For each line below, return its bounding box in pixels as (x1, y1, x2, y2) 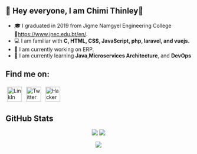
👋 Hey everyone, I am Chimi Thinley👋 (5, 6, 144, 16)
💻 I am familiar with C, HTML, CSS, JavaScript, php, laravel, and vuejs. (14, 37, 190, 44)
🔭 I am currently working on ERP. (14, 46, 94, 53)
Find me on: (5, 69, 50, 79)
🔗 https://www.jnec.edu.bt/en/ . (14, 30, 88, 37)
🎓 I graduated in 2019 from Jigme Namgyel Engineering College (14, 22, 172, 29)
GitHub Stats (5, 114, 54, 124)
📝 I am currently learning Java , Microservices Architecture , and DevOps (14, 52, 192, 59)
